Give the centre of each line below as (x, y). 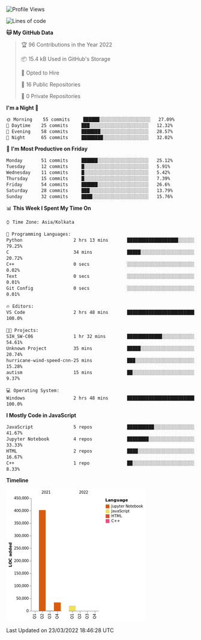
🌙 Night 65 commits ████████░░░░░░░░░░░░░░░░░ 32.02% (89, 138)
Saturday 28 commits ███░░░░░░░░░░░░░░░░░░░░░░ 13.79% (89, 191)
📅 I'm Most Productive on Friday (47, 149)
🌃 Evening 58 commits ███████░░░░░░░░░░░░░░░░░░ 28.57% (89, 132)
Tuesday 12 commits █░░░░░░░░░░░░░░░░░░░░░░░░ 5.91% (88, 167)
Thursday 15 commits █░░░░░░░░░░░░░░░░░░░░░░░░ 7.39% (88, 179)
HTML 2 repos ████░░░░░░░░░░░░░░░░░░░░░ (100, 451)
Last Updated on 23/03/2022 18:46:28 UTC (60, 630)
